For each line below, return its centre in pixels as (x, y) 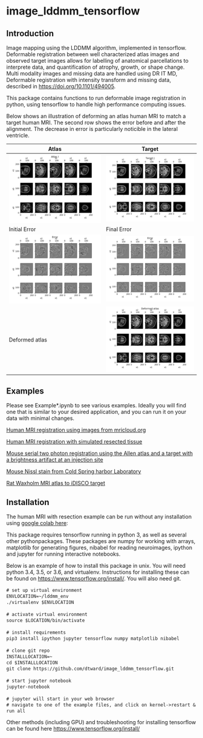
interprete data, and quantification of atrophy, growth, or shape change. (96, 67)
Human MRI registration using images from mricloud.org (76, 430)
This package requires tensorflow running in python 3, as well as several (97, 535)
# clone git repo (28, 651)
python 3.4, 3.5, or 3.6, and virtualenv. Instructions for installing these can (98, 572)
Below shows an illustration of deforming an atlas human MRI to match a (96, 116)
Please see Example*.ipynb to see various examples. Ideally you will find (96, 406)
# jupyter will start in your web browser (60, 699)
